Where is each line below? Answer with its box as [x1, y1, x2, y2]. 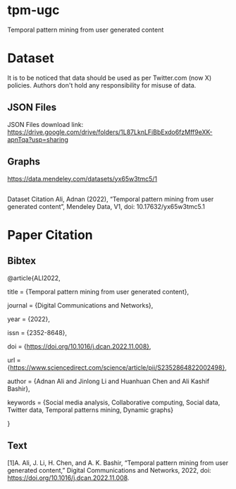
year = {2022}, [7, 315, 51, 323]
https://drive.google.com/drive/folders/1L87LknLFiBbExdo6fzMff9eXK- [7, 128, 213, 136]
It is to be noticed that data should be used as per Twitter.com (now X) [7, 73, 212, 82]
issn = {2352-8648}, [7, 328, 68, 337]
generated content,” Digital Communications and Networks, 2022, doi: [7, 466, 211, 474]
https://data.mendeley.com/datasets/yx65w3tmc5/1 [7, 174, 158, 183]
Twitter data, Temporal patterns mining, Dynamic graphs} [7, 405, 174, 414]
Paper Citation [7, 227, 93, 243]
